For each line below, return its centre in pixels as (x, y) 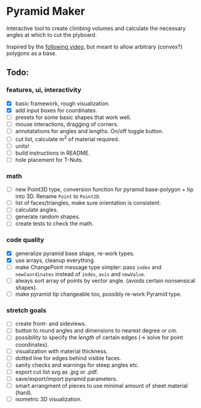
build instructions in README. (53, 153)
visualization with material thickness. (61, 351)
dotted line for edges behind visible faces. (68, 358)
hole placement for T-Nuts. (49, 160)
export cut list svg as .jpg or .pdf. (57, 372)
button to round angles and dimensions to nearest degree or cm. (97, 331)
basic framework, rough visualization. (62, 103)
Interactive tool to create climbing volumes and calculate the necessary (96, 28)
